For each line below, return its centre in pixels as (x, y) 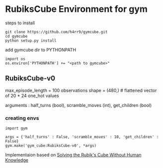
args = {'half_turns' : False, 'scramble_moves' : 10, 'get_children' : (82, 137)
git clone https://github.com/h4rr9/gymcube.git (56, 32)
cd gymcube (16, 36)
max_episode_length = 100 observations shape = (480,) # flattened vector (81, 90)
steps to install (20, 23)
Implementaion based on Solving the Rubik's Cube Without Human (73, 155)
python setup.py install (31, 41)
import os (15, 59)
